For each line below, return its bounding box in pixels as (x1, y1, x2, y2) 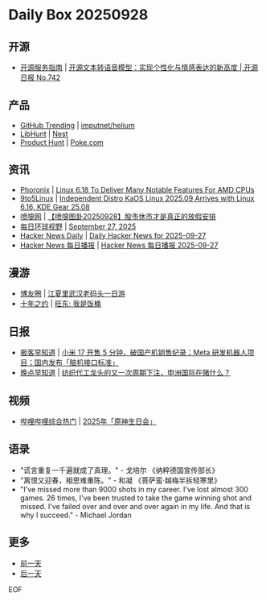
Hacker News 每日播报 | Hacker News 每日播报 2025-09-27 (19, 240, 219, 250)
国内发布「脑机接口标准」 (34, 358, 119, 367)
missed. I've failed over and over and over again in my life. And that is (19, 501, 251, 511)
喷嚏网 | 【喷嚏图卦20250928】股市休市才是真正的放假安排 (19, 211, 217, 221)
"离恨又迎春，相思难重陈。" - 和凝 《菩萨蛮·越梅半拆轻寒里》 (19, 475, 222, 485)
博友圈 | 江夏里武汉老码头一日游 (19, 288, 126, 299)
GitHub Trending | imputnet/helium (19, 120, 135, 130)
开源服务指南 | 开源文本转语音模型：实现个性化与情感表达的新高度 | (19, 63, 243, 72)
